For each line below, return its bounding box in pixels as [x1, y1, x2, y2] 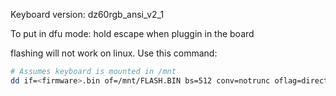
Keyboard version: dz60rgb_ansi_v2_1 [10, 9, 165, 20]
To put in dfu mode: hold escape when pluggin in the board [10, 28, 255, 39]
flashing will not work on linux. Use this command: [10, 47, 218, 59]
